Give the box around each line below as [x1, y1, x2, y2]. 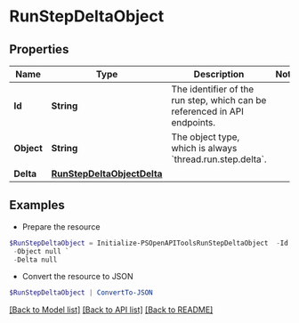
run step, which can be [171, 94, 267, 106]
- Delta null [12, 255, 58, 264]
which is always [171, 142, 238, 154]
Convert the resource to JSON [21, 271, 133, 282]
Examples [9, 198, 65, 213]
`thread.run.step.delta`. [171, 153, 267, 166]
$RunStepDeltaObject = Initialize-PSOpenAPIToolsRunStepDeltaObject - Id [9, 238, 289, 247]
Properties [9, 42, 69, 57]
